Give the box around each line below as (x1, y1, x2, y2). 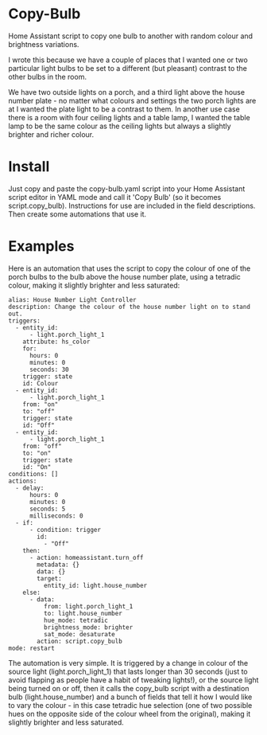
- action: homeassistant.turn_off (29, 553, 145, 561)
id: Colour (22, 379, 59, 387)
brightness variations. (8, 39, 79, 49)
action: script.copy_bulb (37, 637, 123, 645)
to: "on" (22, 449, 52, 457)
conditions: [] (8, 470, 59, 478)
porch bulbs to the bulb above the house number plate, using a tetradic (8, 272, 241, 281)
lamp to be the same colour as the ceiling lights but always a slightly (8, 121, 232, 131)
